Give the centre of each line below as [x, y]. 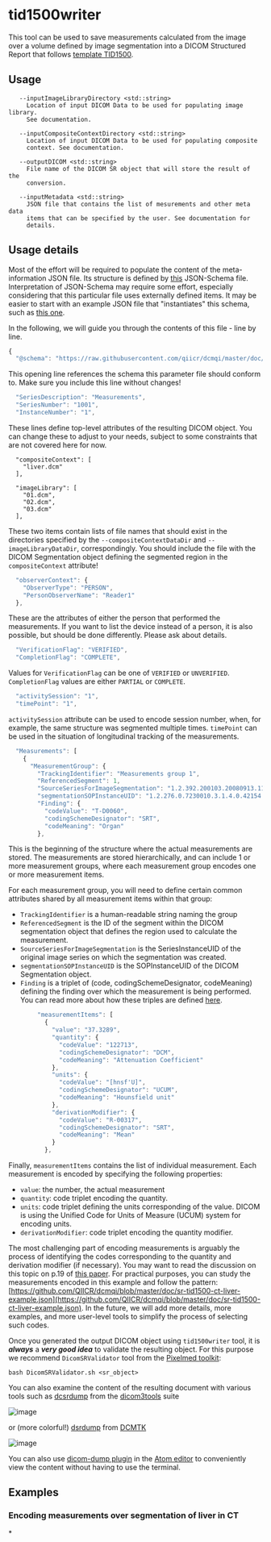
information [27, 278]
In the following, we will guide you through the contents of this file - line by [132, 327]
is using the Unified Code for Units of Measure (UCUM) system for [131, 1215]
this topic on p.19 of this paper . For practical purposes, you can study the [130, 1274]
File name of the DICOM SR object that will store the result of [138, 169]
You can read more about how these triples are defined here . [121, 1000]
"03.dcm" [38, 509]
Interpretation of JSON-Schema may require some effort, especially [121, 286]
